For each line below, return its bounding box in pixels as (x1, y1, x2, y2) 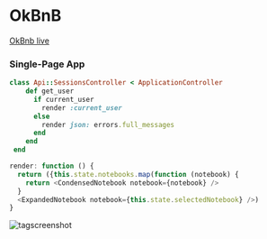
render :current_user (41, 103, 123, 113)
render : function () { (9, 161, 94, 171)
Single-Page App (9, 58, 85, 70)
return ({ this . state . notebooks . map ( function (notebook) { (17, 170, 240, 179)
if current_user (32, 95, 94, 104)
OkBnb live (9, 35, 49, 46)
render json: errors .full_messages (41, 120, 175, 129)
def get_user (25, 87, 75, 96)
